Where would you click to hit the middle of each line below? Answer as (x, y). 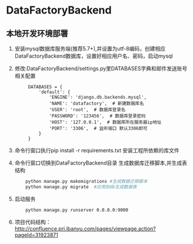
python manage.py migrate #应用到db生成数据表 (81, 187)
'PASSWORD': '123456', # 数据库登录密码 (97, 116)
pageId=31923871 (36, 235)
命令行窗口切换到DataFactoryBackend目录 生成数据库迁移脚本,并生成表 (101, 163)
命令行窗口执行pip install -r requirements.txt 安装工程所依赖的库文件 (97, 150)
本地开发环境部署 (37, 33)
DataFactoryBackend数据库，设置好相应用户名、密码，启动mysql (94, 56)
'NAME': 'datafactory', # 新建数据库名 (96, 103)
